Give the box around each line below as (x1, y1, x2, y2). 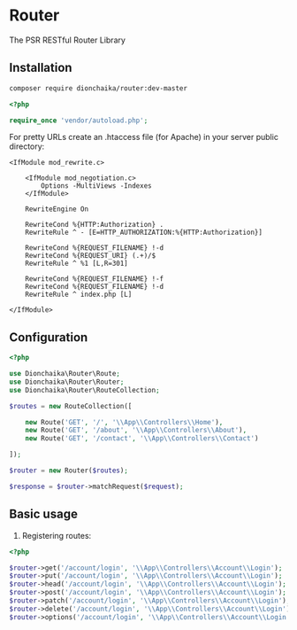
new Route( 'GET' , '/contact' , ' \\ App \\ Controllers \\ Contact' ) (25, 434, 259, 443)
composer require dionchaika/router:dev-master (9, 83, 188, 93)
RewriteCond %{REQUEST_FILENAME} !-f (25, 275, 164, 284)
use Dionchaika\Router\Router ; (9, 377, 125, 386)
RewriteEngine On (25, 205, 89, 214)
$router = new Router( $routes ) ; (9, 466, 128, 475)
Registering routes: (21, 530, 92, 541)
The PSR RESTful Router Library (9, 35, 126, 45)
